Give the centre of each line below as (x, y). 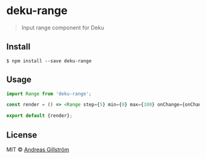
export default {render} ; (39, 116)
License (22, 135)
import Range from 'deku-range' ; (49, 94)
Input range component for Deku (63, 28)
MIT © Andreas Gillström (38, 150)
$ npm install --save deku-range (49, 61)
